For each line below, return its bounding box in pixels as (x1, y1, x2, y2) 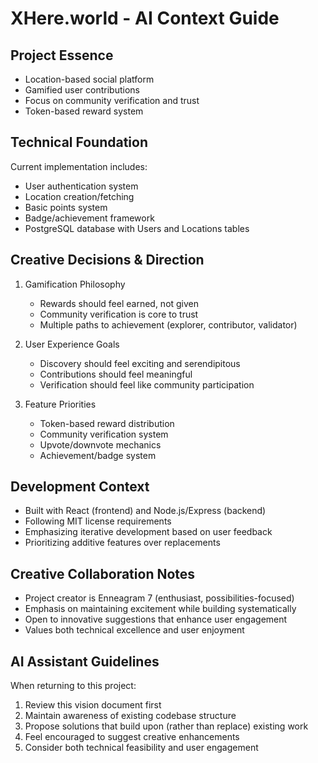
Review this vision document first (24, 699, 162, 711)
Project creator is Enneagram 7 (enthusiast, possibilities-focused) (24, 592, 295, 604)
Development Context (10, 478, 150, 496)
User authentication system (24, 180, 139, 192)
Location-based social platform (24, 73, 155, 85)
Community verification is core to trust (39, 308, 199, 320)
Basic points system (24, 201, 108, 213)
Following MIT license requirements (24, 515, 172, 527)
